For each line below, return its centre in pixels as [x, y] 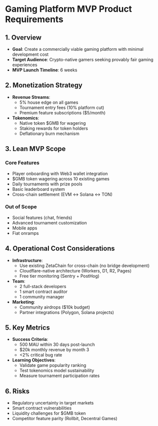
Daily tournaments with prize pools [47, 184]
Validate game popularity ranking [53, 365]
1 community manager [42, 296]
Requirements [34, 19]
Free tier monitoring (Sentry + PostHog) [59, 276]
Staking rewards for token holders [54, 128]
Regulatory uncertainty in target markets [53, 403]
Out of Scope [21, 207]
